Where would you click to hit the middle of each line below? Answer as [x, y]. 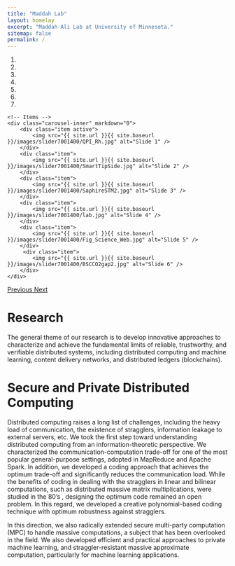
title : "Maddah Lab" [37, 14]
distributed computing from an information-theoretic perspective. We [107, 444]
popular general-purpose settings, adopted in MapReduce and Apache [109, 459]
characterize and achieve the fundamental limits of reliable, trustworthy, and [117, 345]
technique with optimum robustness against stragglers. [87, 511]
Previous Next [28, 290]
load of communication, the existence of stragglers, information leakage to [115, 429]
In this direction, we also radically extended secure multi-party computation [116, 525]
